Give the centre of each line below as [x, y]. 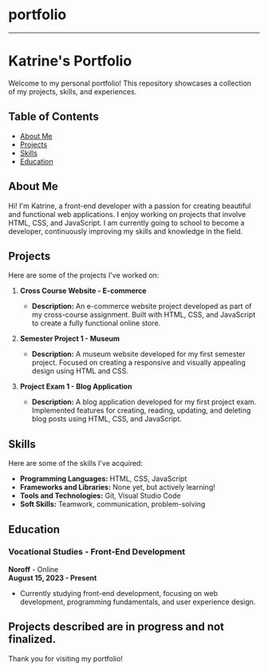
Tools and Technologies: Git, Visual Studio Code [100, 495]
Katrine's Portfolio [70, 61]
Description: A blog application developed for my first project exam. [144, 402]
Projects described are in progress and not [116, 627]
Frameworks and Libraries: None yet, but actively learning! [117, 487]
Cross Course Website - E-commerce [83, 291]
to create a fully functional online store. [96, 323]
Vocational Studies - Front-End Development [97, 552]
